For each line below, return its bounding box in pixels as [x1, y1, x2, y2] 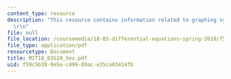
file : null [7, 29, 38, 36]
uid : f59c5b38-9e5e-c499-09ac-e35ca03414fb [7, 61, 134, 68]
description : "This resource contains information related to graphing [7, 16, 217, 23]
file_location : [7, 36, 51, 43]
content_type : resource [7, 10, 76, 17]
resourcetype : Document [7, 49, 76, 56]
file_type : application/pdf [7, 42, 88, 49]
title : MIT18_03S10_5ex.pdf [7, 55, 88, 62]
